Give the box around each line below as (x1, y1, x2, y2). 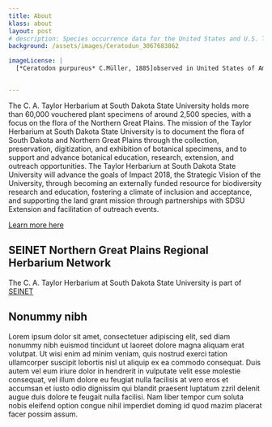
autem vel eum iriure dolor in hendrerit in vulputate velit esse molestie (8, 366, 241, 376)
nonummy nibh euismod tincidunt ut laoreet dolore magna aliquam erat (8, 340, 244, 350)
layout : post (8, 27, 53, 35)
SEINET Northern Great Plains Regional (8, 244, 209, 257)
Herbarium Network (8, 257, 112, 270)
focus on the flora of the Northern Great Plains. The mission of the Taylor (8, 118, 253, 127)
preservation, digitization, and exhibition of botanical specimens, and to (8, 144, 247, 153)
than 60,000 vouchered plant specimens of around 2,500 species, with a (8, 109, 252, 119)
